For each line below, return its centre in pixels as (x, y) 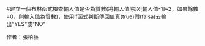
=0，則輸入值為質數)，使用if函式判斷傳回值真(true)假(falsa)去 (84, 16)
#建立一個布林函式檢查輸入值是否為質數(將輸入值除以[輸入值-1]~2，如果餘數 (102, 9)
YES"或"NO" (30, 24)
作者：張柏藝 (22, 37)
